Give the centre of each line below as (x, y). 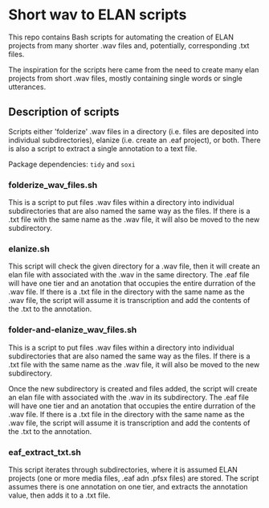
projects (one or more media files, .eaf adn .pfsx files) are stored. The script (134, 478)
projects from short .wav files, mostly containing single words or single (126, 78)
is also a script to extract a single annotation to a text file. (103, 148)
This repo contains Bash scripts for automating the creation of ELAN (121, 37)
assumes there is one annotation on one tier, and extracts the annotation (128, 486)
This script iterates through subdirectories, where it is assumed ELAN (123, 469)
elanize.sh (29, 248)
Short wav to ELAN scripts (98, 15)
